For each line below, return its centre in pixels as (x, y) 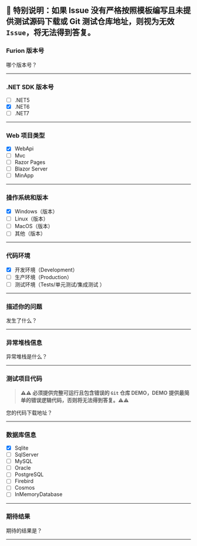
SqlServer (27, 455)
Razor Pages (30, 162)
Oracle (23, 468)
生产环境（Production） (43, 277)
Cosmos (25, 488)
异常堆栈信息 (24, 343)
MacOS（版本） (34, 226)
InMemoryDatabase (38, 494)
